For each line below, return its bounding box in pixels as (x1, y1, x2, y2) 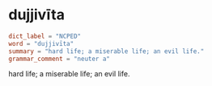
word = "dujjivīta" (8, 39, 74, 47)
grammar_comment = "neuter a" (8, 55, 111, 63)
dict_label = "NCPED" (8, 32, 82, 40)
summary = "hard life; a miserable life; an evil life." (8, 47, 205, 55)
